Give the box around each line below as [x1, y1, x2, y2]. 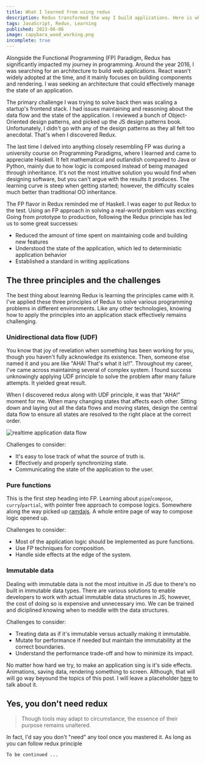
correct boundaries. [15, 643, 65, 650]
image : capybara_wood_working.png [6, 32, 95, 38]
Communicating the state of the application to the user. [15, 466, 154, 473]
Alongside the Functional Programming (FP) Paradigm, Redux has [6, 54, 171, 61]
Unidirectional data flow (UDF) [6, 333, 98, 341]
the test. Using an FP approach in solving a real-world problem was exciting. [6, 207, 198, 214]
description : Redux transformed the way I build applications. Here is [6, 15, 192, 21]
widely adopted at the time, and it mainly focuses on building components [6, 74, 192, 81]
